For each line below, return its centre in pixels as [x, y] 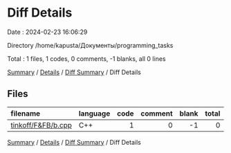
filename [26, 114]
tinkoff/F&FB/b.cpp [41, 125]
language [94, 114]
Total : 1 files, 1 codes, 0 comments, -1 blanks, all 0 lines [86, 58]
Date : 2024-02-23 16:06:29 [47, 32]
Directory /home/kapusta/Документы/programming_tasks [90, 45]
